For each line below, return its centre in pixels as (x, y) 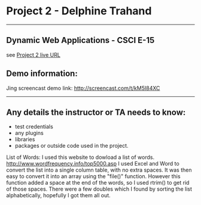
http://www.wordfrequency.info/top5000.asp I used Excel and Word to (93, 164)
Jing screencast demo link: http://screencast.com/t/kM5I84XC (83, 88)
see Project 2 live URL (33, 54)
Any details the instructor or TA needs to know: (96, 112)
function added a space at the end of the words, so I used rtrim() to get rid (98, 183)
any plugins (29, 133)
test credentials (34, 127)
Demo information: (42, 74)
